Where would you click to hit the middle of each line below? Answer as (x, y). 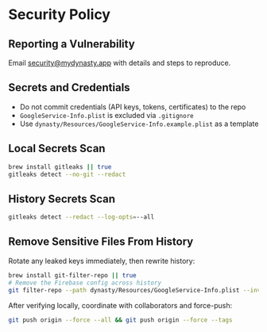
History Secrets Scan (62, 198)
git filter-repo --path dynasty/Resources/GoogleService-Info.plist (124, 290)
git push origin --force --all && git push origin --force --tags (120, 320)
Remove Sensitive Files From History (101, 242)
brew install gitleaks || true (60, 167)
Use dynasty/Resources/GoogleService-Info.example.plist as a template (139, 124)
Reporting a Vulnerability (72, 44)
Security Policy (60, 15)
